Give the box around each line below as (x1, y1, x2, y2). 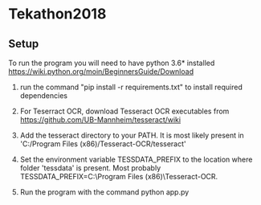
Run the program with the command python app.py (19, 187, 190, 197)
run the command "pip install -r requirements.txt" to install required (19, 82, 243, 92)
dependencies (19, 91, 68, 100)
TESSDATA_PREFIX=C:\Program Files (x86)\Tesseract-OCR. (19, 172, 218, 181)
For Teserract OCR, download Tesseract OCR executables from (19, 106, 230, 116)
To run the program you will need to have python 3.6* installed (8, 58, 215, 68)
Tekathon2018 (8, 5, 107, 23)
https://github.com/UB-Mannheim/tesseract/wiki (19, 115, 181, 125)
